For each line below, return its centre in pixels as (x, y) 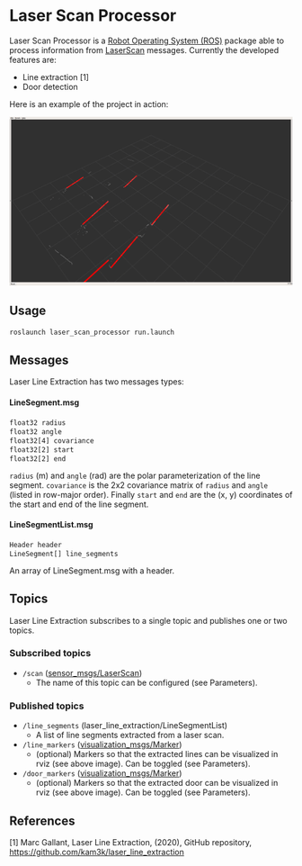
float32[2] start (42, 450)
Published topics (47, 706)
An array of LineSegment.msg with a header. (92, 570)
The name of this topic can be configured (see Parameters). (147, 682)
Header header (36, 545)
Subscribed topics (50, 654)
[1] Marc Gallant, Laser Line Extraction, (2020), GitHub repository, (131, 842)
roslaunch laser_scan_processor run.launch (92, 333)
